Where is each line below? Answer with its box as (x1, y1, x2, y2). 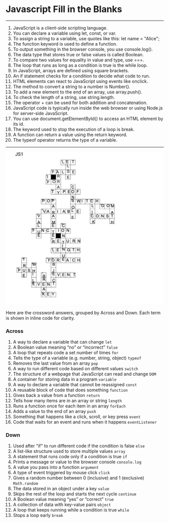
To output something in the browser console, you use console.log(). (13, 46, 153, 52)
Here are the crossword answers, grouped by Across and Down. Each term (6, 309, 161, 316)
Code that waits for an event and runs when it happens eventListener (13, 419, 157, 425)
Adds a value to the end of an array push (13, 408, 97, 414)
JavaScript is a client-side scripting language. (13, 25, 108, 31)
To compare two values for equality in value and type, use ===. (13, 57, 144, 63)
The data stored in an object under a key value (13, 486, 109, 492)
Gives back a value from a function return (13, 392, 100, 398)
